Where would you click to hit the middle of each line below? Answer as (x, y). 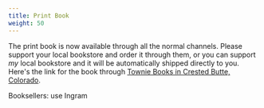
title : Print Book (39, 16)
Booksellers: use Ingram (48, 95)
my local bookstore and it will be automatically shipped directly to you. (124, 63)
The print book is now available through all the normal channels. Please (126, 46)
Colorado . (25, 80)
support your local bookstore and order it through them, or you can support (132, 54)
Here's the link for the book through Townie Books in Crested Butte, (119, 71)
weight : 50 (26, 23)
